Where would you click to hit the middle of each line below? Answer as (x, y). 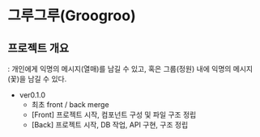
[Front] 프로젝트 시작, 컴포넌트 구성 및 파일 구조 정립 (114, 114)
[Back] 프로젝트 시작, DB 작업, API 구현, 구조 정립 (110, 125)
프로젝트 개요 (38, 48)
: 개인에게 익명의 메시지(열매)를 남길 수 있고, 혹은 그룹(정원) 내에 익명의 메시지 (130, 69)
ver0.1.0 (32, 95)
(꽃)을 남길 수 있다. (37, 79)
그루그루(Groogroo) (72, 16)
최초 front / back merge (70, 104)
